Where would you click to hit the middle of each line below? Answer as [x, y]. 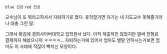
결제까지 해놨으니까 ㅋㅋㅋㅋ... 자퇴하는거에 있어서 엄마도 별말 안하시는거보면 [80, 40]
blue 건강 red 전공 [23, 7]
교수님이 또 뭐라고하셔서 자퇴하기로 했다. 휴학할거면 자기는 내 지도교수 [73, 17]
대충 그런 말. [22, 23]
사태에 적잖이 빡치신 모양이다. [48, 46]
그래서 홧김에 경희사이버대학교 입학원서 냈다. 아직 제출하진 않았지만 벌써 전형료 [82, 34]
